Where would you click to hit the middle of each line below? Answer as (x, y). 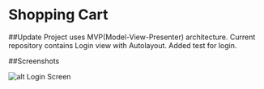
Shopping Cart (58, 15)
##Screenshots (34, 61)
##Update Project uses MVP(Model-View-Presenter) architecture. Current (132, 37)
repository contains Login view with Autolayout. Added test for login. (123, 45)
